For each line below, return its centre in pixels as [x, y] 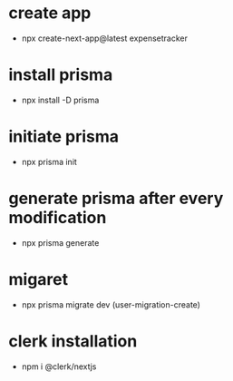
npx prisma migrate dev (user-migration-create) [111, 304]
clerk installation [73, 341]
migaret [39, 279]
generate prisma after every [116, 199]
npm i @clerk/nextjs [59, 366]
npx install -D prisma [60, 100]
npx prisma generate [60, 242]
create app [50, 13]
